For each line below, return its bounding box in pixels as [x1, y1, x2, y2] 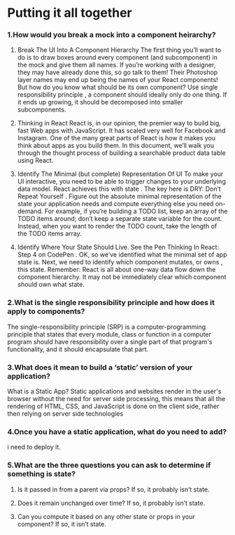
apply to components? [7, 306, 85, 316]
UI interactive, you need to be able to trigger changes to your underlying [17, 177, 226, 186]
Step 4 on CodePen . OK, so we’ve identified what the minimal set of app [17, 250, 227, 259]
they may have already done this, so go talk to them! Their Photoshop [17, 68, 218, 76]
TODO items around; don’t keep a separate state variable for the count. [17, 215, 222, 223]
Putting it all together [7, 5, 133, 21]
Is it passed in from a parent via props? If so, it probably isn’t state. [17, 485, 210, 494]
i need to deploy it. [7, 443, 61, 452]
